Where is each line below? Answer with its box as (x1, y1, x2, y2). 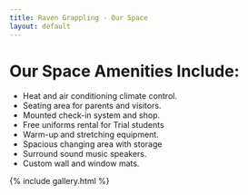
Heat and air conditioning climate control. (22, 91, 177, 102)
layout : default (9, 22, 71, 31)
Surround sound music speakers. (22, 149, 147, 160)
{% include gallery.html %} (9, 176, 110, 187)
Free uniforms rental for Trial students (22, 120, 165, 131)
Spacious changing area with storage (22, 139, 163, 150)
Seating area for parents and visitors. (22, 101, 162, 112)
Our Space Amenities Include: (9, 61, 240, 82)
